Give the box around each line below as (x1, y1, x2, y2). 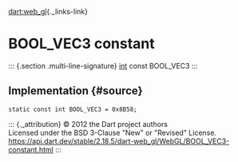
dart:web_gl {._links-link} (8, 7, 88, 16)
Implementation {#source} (8, 84, 144, 98)
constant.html (8, 144, 54, 154)
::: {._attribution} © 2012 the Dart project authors (8, 119, 168, 128)
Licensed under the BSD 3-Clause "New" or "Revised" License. (8, 128, 217, 137)
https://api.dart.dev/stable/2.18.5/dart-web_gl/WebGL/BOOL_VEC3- (8, 136, 230, 146)
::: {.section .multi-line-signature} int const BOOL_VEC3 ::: (8, 61, 198, 70)
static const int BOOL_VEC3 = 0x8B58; (8, 105, 137, 113)
